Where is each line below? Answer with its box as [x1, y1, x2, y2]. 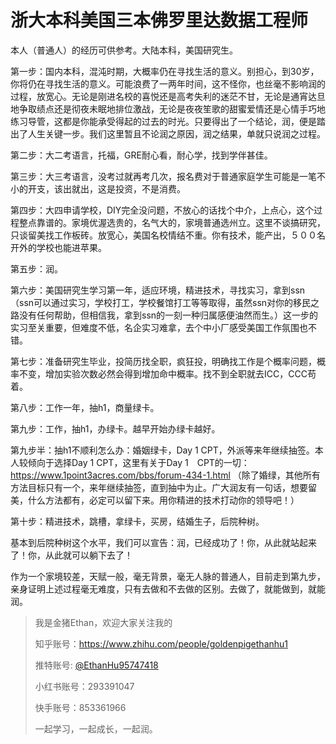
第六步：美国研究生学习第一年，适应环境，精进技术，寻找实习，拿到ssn [10, 284, 306, 296]
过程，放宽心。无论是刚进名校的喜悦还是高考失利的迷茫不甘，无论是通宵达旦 [10, 90, 326, 102]
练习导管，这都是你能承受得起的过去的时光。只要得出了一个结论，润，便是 [10, 115, 317, 127]
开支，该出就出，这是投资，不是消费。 [27, 182, 186, 195]
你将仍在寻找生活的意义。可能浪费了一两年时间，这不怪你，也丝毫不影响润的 [10, 77, 326, 90]
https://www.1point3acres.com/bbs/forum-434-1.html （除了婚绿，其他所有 [10, 469, 321, 481]
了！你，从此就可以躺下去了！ [10, 549, 133, 561]
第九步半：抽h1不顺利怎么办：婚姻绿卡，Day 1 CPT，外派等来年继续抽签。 [10, 444, 315, 456]
